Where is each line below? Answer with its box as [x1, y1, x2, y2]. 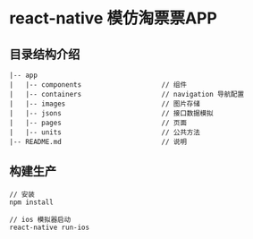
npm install [9, 198, 54, 207]
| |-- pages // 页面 [9, 118, 188, 127]
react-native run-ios [9, 223, 90, 232]
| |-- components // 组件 [9, 81, 188, 90]
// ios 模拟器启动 [9, 215, 72, 224]
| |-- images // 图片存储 [9, 99, 201, 108]
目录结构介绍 [9, 47, 80, 62]
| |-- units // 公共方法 [9, 128, 201, 137]
